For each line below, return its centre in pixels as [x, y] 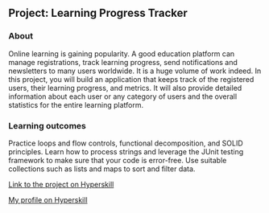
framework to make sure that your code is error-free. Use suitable [118, 160]
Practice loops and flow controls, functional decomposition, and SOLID [126, 143]
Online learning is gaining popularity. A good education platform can [122, 53]
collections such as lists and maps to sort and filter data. [102, 169]
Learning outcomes [47, 125]
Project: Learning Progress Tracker [98, 13]
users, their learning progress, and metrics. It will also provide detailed [125, 88]
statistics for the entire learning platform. [76, 104]
